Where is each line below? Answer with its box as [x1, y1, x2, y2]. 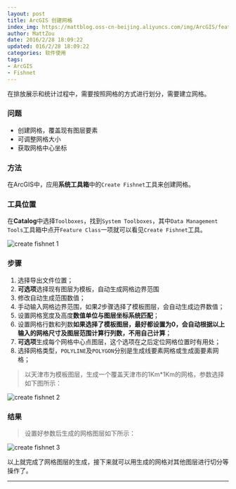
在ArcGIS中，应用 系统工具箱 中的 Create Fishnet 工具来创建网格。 [7, 180, 195, 189]
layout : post [7, 10, 46, 18]
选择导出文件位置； [17, 276, 74, 284]
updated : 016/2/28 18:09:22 [7, 43, 90, 50]
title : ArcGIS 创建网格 [7, 17, 72, 24]
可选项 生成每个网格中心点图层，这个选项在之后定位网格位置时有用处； [17, 337, 221, 345]
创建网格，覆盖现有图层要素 [17, 126, 98, 134]
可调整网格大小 [17, 134, 61, 143]
